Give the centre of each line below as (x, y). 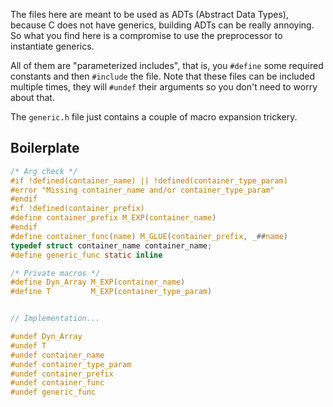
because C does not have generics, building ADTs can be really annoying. (162, 25)
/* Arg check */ (44, 171)
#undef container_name (57, 355)
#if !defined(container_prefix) (77, 209)
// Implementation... (55, 319)
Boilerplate (45, 148)
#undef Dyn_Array (46, 337)
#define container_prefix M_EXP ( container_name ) (113, 218)
